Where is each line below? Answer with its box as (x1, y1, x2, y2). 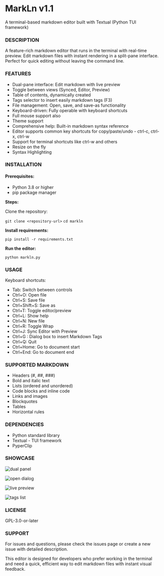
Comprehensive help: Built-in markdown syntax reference (12, 123, 129, 129)
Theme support (12, 118, 44, 124)
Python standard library (12, 432, 60, 438)
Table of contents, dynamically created (12, 92, 91, 98)
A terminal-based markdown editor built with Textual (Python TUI (5, 19, 137, 25)
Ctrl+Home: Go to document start (12, 344, 80, 350)
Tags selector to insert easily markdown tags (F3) (12, 97, 113, 103)
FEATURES (5, 70, 31, 77)
